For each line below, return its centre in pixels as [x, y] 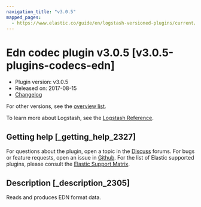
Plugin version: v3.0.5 [42, 82]
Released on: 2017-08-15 [46, 88]
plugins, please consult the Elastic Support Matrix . [68, 164]
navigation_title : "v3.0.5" [41, 12]
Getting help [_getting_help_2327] [71, 136]
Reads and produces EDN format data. [54, 197]
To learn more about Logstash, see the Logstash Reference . [80, 118]
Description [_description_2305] [68, 183]
